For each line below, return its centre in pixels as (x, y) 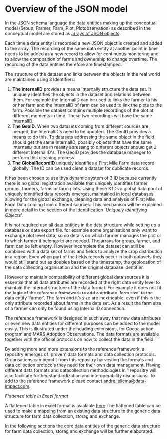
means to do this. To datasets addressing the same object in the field (83, 137)
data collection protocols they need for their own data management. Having (83, 365)
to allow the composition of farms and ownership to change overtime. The (81, 59)
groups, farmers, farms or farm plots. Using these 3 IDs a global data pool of (84, 188)
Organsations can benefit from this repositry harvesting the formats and (79, 359)
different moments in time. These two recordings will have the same (82, 115)
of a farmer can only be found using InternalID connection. (65, 308)
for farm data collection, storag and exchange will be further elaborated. (79, 431)
